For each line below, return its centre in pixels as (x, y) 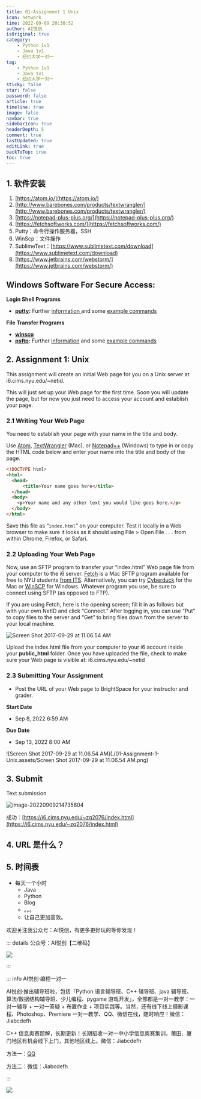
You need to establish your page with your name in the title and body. (92, 434)
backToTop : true (26, 152)
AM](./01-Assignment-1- (130, 754)
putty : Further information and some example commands (86, 311)
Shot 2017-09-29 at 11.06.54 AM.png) (102, 760)
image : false (22, 113)
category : (19, 40)
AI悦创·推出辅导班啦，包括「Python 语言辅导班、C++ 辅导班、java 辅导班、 (99, 991)
